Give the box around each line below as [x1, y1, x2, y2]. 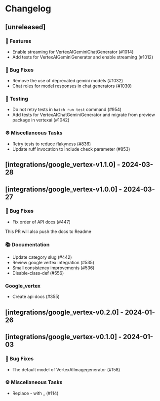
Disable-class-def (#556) [12, 270, 64, 276]
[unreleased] [5, 23, 46, 31]
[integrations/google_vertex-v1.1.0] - [5, 161, 120, 169]
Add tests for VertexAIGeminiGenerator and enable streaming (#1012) [12, 54, 154, 60]
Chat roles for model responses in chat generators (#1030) [12, 83, 132, 89]
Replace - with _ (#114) [12, 390, 59, 396]
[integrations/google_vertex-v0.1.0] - [5, 333, 122, 341]
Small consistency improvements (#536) [12, 265, 95, 271]
